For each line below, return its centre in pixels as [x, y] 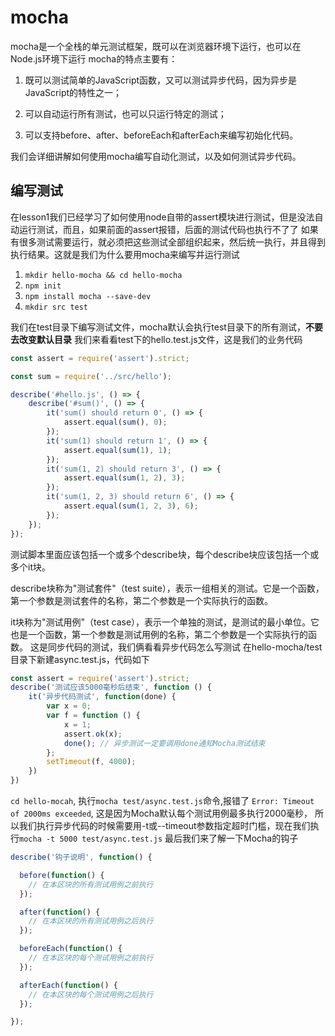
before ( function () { [62, 875]
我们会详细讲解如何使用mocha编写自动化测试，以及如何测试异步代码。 [156, 156]
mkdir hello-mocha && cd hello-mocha [103, 275]
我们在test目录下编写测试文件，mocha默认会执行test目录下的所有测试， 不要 [166, 327]
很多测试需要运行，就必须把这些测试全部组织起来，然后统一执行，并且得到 [172, 242]
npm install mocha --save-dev [88, 296]
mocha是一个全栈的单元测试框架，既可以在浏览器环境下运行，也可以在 [156, 46]
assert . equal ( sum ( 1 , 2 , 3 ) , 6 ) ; [131, 506]
